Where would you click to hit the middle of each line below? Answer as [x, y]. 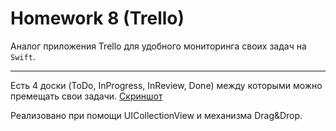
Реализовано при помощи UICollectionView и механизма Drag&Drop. [156, 115]
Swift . [23, 56]
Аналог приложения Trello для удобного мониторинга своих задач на [158, 46]
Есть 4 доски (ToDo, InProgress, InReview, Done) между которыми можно [166, 85]
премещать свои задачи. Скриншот [86, 96]
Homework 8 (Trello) [97, 18]
